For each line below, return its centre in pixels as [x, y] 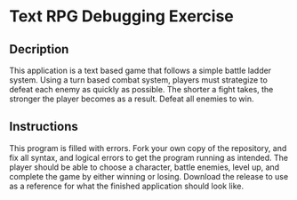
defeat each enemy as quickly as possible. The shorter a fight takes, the [141, 89]
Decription [39, 49]
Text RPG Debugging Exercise [121, 16]
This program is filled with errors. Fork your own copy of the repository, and [148, 148]
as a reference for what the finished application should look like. [127, 186]
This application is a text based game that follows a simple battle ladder [140, 70]
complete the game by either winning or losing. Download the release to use [149, 176]
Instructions [44, 127]
